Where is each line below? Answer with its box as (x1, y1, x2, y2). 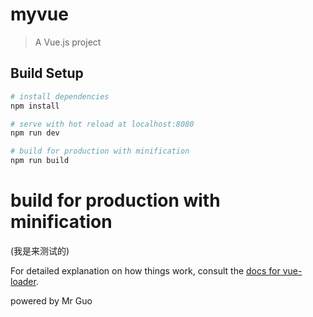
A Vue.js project (34, 36, 102, 48)
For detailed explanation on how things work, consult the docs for (10, 264, 281, 277)
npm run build (10, 156, 70, 166)
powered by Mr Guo (10, 294, 93, 307)
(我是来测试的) (10, 244, 70, 257)
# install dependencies (10, 91, 110, 102)
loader (10, 275, 37, 287)
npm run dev (10, 128, 60, 138)
